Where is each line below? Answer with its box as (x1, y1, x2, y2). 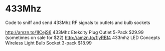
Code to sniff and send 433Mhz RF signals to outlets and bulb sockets (5, 19, 150, 25)
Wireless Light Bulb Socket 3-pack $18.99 (5, 39, 92, 45)
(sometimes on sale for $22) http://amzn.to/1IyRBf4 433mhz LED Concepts (5, 34, 160, 40)
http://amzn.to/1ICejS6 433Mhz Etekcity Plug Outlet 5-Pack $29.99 (5, 29, 144, 35)
